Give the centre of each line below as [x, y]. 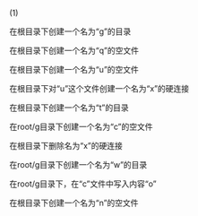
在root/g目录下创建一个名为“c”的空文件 [82, 126]
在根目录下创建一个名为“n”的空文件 [74, 203]
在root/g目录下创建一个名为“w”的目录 [78, 164]
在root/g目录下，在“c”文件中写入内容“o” [83, 184]
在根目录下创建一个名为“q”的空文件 [74, 50]
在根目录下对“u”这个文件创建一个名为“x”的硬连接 [99, 88]
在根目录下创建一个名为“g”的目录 [70, 31]
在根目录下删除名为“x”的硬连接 [66, 146]
